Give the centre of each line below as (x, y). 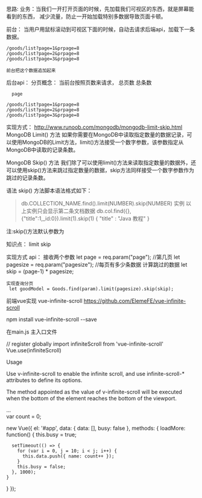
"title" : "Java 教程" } (124, 218)
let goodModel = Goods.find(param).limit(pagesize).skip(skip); (91, 289)
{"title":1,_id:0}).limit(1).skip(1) (58, 218)
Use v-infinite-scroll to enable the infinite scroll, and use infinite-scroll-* (96, 374)
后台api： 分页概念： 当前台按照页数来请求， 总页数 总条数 (79, 82)
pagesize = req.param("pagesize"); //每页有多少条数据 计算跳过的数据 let (97, 264)
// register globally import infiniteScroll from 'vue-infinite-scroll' (85, 344)
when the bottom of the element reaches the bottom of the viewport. (91, 398)
